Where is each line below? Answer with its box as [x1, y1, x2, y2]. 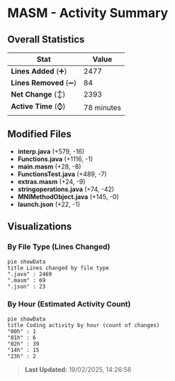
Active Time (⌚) [11, 102, 66, 111]
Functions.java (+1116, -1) [17, 154, 94, 163]
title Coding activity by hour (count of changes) [7, 321, 160, 328]
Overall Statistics [7, 33, 85, 45]
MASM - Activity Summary [7, 5, 169, 21]
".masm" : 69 [7, 277, 46, 284]
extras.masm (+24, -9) [17, 177, 86, 186]
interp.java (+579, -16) [17, 147, 85, 156]
